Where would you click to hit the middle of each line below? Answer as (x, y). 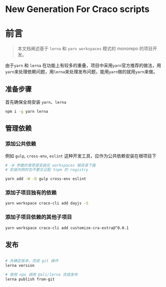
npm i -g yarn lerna (27, 111)
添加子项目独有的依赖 (31, 193)
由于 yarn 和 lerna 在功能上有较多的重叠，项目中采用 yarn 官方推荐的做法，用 (83, 66)
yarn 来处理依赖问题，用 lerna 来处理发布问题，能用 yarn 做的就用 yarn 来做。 (81, 72)
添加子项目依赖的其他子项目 (39, 217)
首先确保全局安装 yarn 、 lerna (36, 102)
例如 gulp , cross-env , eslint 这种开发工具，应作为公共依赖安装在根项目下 (81, 156)
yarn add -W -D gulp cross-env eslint (46, 179)
